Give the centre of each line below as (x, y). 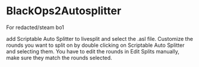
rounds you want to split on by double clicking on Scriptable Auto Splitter (95, 45)
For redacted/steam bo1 (35, 27)
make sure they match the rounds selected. (59, 58)
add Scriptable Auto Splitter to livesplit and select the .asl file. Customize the (99, 39)
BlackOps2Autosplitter (64, 11)
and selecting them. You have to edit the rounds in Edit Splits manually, (93, 51)
